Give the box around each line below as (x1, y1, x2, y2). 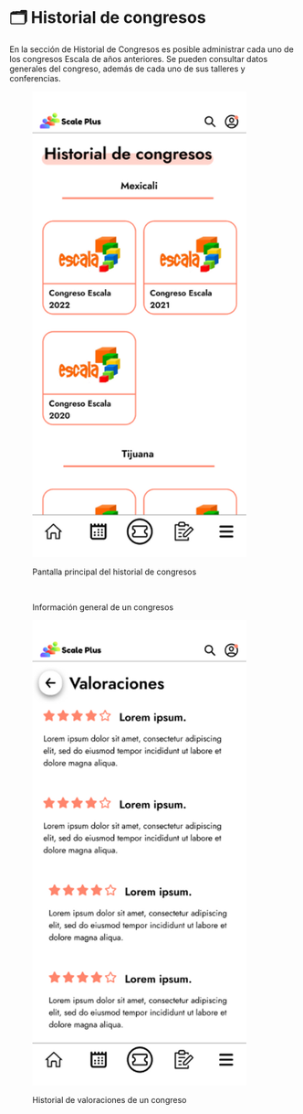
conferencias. (9, 72, 61, 83)
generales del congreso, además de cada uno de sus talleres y (9, 63, 246, 74)
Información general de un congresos (32, 602, 174, 613)
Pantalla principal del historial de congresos (32, 566, 197, 577)
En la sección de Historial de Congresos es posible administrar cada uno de (9, 43, 294, 55)
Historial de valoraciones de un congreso (32, 1094, 187, 1105)
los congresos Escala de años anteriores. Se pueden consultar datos (9, 53, 268, 64)
